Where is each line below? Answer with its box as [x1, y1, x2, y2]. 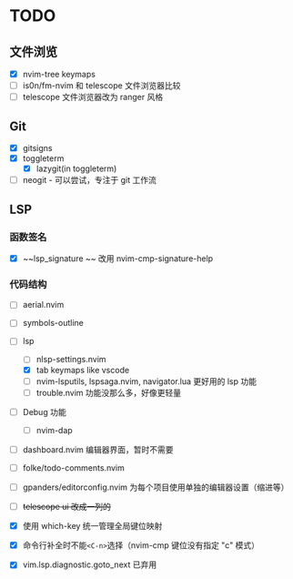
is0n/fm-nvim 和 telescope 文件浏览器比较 [22, 80, 181, 91]
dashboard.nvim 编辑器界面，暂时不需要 [22, 443, 175, 455]
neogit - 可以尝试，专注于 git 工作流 [22, 175, 157, 186]
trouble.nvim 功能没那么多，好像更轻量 [35, 387, 182, 398]
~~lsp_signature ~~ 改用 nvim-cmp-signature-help [22, 252, 214, 264]
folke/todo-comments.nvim [22, 462, 125, 473]
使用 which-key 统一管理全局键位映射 [22, 521, 163, 532]
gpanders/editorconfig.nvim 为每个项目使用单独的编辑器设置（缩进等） [22, 482, 289, 493]
